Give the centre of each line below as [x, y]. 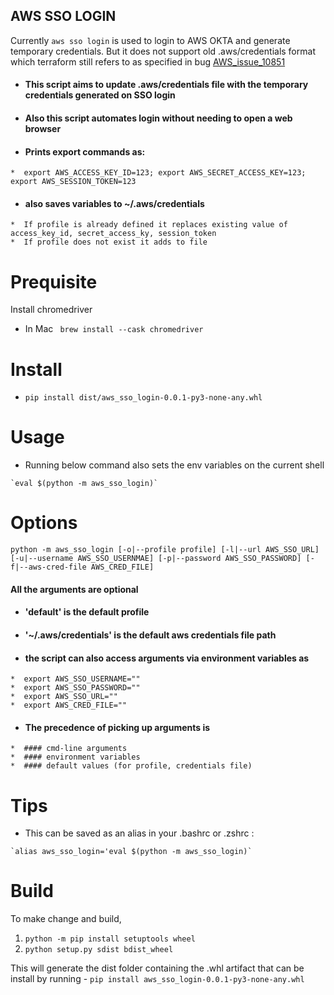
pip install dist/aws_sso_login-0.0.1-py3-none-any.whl [143, 398]
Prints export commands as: [85, 151]
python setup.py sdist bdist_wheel [99, 950]
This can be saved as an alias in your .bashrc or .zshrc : [139, 833]
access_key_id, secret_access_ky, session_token [113, 234]
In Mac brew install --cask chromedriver [114, 329]
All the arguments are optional [74, 589]
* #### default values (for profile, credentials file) [131, 766]
